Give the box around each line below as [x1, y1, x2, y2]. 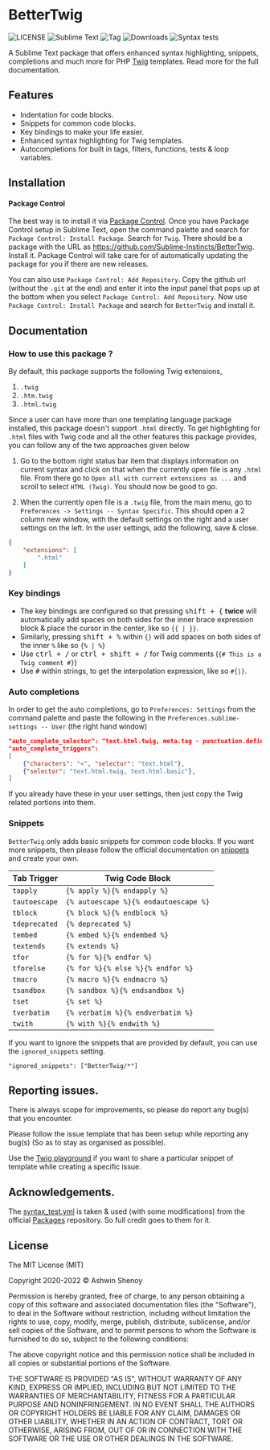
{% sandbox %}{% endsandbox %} [65, 986, 186, 995]
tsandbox [12, 986, 46, 995]
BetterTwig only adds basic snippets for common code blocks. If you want [8, 836, 255, 845]
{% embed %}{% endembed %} [65, 930, 169, 940]
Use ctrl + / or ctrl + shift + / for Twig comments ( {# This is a [19, 649, 262, 659]
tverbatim [12, 1008, 50, 1017]
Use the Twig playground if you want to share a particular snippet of [8, 1153, 234, 1163]
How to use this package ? [8, 348, 113, 359]
